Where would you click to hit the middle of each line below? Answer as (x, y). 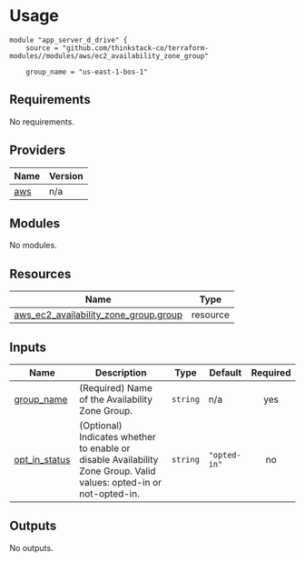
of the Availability (115, 399)
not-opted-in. (109, 494)
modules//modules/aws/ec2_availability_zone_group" (109, 55)
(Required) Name (115, 388)
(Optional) (100, 426)
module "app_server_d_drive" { (69, 40)
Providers (38, 151)
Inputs (28, 347)
